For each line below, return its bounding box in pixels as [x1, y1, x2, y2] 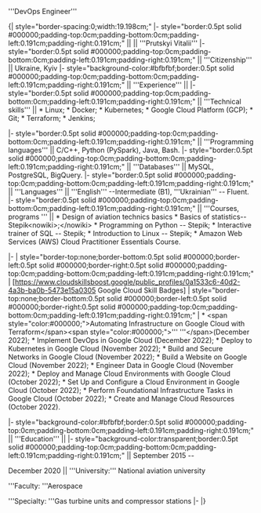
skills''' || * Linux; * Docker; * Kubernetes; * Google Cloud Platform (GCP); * [8, 105, 253, 115]
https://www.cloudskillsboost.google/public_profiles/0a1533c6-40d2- [14, 278, 241, 286]
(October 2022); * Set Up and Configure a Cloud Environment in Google [8, 377, 241, 387]
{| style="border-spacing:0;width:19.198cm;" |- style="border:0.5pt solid [8, 22, 242, 31]
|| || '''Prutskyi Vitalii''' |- [126, 38, 205, 48]
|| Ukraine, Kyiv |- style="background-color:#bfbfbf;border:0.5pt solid [8, 64, 234, 73]
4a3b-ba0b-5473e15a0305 [8, 286, 96, 295]
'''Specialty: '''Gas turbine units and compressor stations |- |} [8, 497, 206, 505]
